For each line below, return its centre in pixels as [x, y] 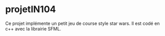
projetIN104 [31, 9]
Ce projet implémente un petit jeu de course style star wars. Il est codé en [82, 23]
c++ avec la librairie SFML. [33, 28]
